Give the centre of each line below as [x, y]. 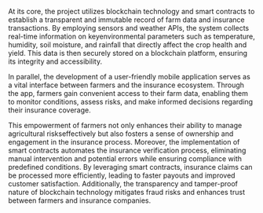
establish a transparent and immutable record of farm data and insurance [126, 20]
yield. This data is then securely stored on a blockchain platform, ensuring [128, 53]
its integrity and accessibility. [55, 61]
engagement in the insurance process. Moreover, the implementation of [124, 142]
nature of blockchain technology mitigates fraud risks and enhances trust [127, 192]
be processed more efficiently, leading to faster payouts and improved [122, 175]
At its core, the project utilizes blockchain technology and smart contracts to [131, 11]
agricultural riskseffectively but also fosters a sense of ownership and [121, 134]
